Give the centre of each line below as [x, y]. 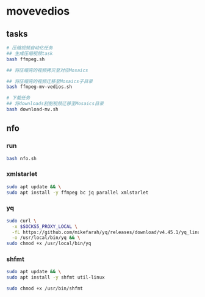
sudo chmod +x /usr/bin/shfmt [45, 288]
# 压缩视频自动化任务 [30, 48]
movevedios [38, 11]
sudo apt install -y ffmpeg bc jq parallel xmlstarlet [77, 193]
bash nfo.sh [21, 158]
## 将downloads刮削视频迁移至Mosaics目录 [55, 104]
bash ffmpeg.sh [26, 59]
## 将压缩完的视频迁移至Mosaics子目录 [50, 81]
